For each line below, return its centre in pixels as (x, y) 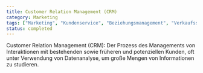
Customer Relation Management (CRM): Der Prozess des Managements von (101, 45)
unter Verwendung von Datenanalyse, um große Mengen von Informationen (100, 58)
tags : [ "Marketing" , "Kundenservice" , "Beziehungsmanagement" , (88, 23)
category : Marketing (32, 17)
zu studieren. (23, 65)
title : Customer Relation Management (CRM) (62, 12)
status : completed (29, 28)
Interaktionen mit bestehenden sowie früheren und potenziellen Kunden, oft (100, 52)
